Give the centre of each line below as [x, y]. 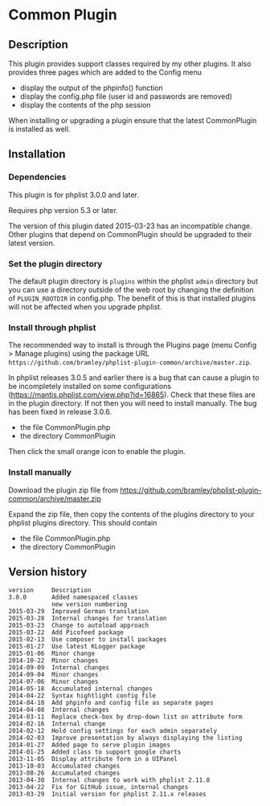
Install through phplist [52, 327]
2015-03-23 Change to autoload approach [79, 626]
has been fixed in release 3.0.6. [60, 412]
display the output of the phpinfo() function [91, 88]
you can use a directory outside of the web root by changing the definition [131, 289]
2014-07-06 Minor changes [53, 682]
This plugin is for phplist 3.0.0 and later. [74, 194]
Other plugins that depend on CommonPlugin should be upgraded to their [130, 234]
